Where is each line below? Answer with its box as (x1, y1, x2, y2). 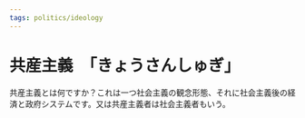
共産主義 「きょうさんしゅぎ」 (9, 55, 241, 75)
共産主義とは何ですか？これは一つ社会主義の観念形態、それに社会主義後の (9, 87, 288, 98)
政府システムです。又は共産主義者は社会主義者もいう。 (25, 98, 231, 109)
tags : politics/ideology (9, 13, 103, 23)
